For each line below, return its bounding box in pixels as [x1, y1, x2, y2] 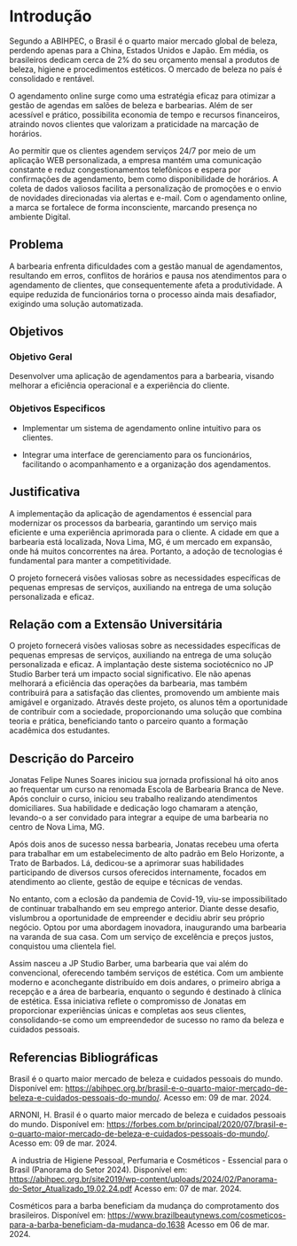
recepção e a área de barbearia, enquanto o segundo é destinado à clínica [9, 987, 282, 998]
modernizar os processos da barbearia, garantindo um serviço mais [9, 517, 257, 528]
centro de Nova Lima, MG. [9, 822, 105, 832]
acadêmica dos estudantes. [9, 725, 111, 736]
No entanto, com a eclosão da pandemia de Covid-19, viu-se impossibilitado [9, 894, 288, 904]
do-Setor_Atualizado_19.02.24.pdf [9, 1183, 133, 1194]
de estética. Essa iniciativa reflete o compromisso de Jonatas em [9, 996, 246, 1006]
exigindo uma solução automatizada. [9, 298, 144, 309]
